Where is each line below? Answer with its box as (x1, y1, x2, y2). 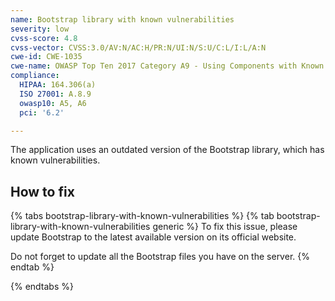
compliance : (10, 71, 60, 81)
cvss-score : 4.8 (10, 33, 78, 43)
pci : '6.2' (19, 107, 65, 118)
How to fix (10, 183, 75, 200)
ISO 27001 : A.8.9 (19, 89, 92, 99)
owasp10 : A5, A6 (19, 98, 87, 108)
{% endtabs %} (10, 281, 74, 293)
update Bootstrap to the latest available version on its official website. (10, 231, 297, 243)
